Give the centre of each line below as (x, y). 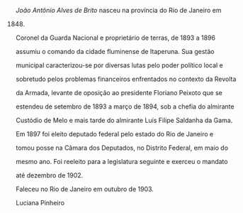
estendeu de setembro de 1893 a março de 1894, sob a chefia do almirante (125, 106)
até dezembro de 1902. (50, 175)
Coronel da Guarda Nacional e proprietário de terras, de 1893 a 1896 (116, 38)
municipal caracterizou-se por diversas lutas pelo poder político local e (119, 65)
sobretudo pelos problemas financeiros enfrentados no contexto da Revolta (126, 79)
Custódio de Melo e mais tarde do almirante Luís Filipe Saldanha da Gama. (124, 120)
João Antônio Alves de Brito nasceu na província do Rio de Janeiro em (119, 10)
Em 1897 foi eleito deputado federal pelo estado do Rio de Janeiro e (115, 134)
